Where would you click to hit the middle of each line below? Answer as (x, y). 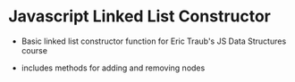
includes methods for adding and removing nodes (113, 68)
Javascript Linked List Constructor (140, 16)
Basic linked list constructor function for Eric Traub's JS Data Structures (154, 41)
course (34, 50)
